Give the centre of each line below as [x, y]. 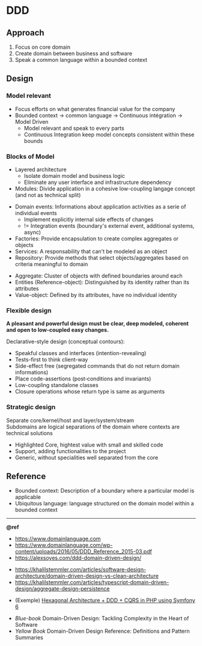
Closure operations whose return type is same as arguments [90, 392]
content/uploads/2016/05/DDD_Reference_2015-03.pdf [83, 552]
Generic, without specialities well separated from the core [86, 457]
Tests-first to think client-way [51, 360]
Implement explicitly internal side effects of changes [89, 219]
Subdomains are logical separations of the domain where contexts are [93, 427]
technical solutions [29, 433]
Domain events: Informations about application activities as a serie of [100, 206]
